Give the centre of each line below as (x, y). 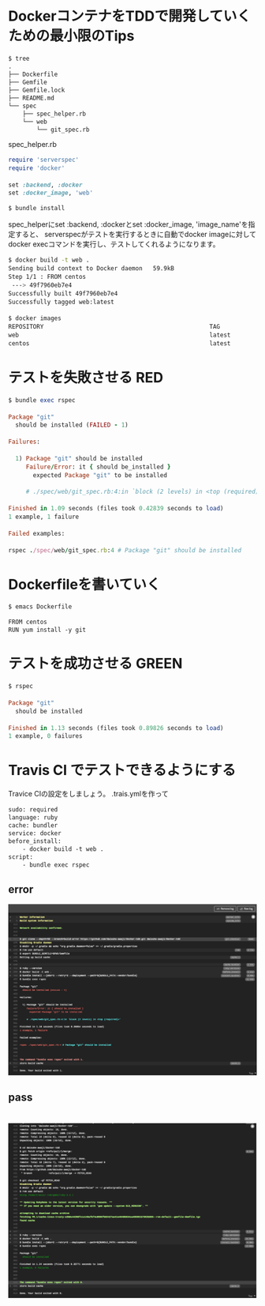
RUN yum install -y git (47, 630)
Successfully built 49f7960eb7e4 (63, 293)
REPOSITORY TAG (114, 327)
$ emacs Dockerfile (40, 607)
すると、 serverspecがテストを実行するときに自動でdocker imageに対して (136, 235)
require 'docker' (37, 168)
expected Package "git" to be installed (100, 475)
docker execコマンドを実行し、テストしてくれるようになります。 (114, 244)
